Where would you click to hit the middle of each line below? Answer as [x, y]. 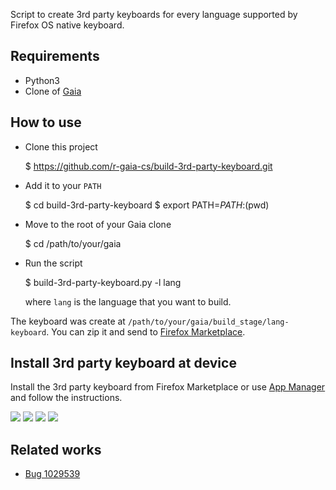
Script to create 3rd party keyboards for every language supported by [154, 14]
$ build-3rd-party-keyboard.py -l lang [103, 282]
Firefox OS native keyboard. [67, 25]
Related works [56, 449]
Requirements [55, 56]
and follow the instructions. [66, 398]
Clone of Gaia [53, 91]
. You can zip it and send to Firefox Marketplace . [146, 331]
